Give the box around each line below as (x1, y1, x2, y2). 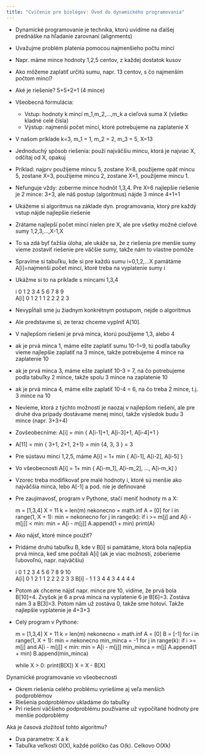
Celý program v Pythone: (15, 618, 78, 625)
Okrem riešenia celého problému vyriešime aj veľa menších (15, 685, 165, 692)
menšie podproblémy (15, 711, 69, 719)
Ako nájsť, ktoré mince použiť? (15, 532, 92, 539)
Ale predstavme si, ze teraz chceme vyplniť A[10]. (15, 318, 141, 325)
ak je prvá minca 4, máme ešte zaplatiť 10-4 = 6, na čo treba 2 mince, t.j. (15, 385, 198, 393)
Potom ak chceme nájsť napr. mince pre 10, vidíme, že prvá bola (15, 587, 177, 594)
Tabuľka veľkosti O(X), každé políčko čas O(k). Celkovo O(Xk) (15, 741, 171, 749)
